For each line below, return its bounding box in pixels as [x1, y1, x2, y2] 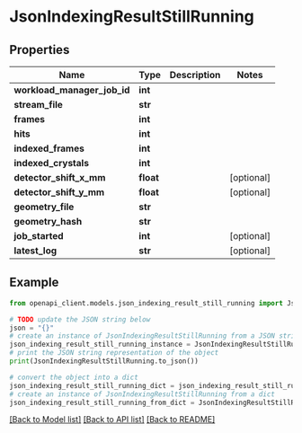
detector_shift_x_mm [13, 172, 106, 183]
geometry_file [13, 200, 75, 213]
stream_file [13, 99, 63, 110]
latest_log [13, 244, 58, 257]
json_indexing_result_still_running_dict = [9, 381, 175, 390]
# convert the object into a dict [9, 373, 139, 382]
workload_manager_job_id [13, 84, 130, 96]
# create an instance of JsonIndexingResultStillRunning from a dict [9, 389, 276, 399]
